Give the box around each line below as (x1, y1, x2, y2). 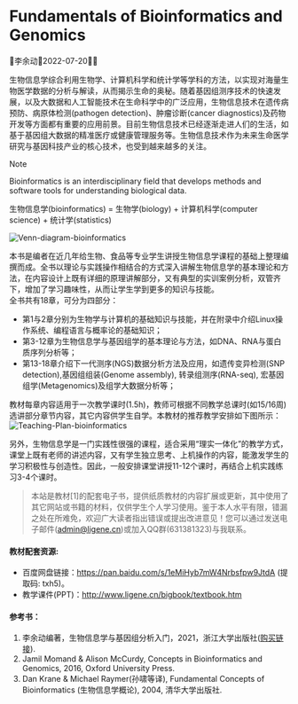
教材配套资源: (9, 545, 59, 556)
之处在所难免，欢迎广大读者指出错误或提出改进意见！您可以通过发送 (30, 512, 280, 523)
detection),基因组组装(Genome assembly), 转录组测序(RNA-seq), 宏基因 (21, 369, 285, 379)
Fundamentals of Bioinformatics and (9, 6, 283, 27)
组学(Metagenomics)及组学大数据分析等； (21, 379, 176, 391)
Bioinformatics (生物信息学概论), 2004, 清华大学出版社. (21, 684, 223, 695)
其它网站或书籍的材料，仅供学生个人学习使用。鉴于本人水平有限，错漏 (30, 501, 288, 512)
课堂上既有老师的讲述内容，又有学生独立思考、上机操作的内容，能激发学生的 (9, 450, 289, 460)
